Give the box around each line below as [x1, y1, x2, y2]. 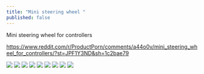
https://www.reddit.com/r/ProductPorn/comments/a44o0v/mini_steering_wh [6, 43, 198, 50]
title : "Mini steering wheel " [6, 8, 86, 15]
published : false [6, 15, 51, 21]
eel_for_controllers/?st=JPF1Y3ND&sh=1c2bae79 [6, 49, 129, 56]
